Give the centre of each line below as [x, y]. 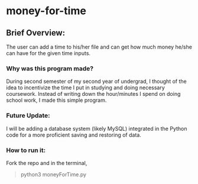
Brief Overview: [36, 33]
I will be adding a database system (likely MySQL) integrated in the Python [97, 128]
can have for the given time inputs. [48, 53]
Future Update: [28, 115]
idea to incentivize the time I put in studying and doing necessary [86, 88]
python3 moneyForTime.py [53, 174]
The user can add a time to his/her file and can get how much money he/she [99, 47]
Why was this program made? [50, 68]
